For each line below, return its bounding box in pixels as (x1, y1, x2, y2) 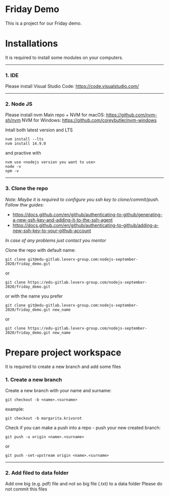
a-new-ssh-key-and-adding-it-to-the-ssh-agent (12, 217, 113, 223)
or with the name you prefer (5, 293, 63, 299)
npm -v (5, 169, 19, 174)
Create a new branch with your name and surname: (5, 388, 112, 393)
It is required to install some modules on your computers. (5, 54, 123, 60)
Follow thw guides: (5, 201, 44, 207)
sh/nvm (5, 117, 21, 123)
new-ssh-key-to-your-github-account (12, 228, 92, 234)
